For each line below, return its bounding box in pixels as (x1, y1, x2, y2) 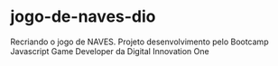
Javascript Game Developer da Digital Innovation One (10, 45, 210, 56)
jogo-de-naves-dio (10, 6, 156, 27)
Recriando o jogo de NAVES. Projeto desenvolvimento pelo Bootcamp (10, 36, 269, 47)
